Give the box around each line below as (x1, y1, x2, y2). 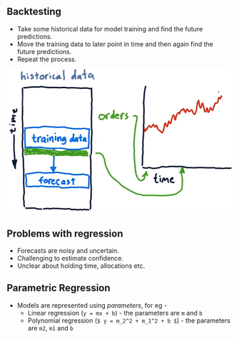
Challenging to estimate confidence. (16, 254, 124, 262)
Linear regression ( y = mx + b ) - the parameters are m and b (27, 308, 203, 317)
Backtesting (6, 6, 62, 18)
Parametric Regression (6, 282, 111, 294)
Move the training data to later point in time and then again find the (16, 39, 213, 48)
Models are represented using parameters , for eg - (16, 301, 167, 309)
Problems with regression (6, 227, 123, 239)
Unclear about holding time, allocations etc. (16, 261, 146, 270)
